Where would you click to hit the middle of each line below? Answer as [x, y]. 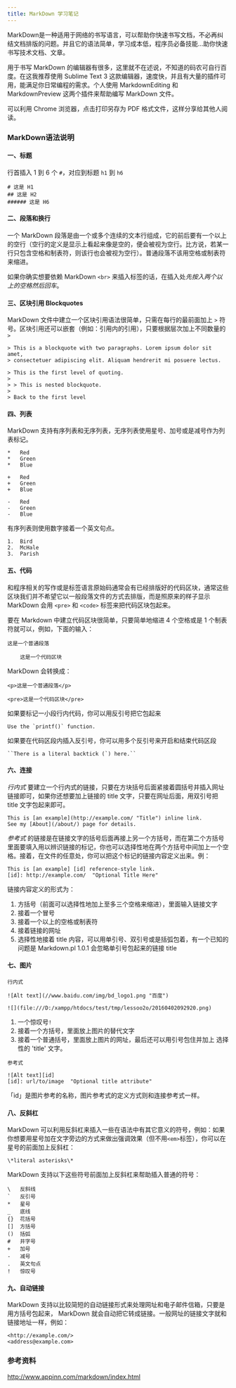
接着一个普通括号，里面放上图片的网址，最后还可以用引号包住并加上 [116, 1039]
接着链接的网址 [39, 930]
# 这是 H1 [20, 187]
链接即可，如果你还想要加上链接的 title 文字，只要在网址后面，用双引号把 [113, 796]
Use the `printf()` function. [52, 726]
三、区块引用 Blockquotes [45, 303]
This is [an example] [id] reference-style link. [81, 869]
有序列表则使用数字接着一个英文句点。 [63, 528]
